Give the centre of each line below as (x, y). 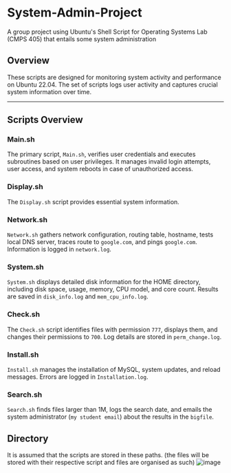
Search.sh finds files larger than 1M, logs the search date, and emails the (110, 410)
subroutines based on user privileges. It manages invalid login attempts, (109, 162)
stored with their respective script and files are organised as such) (101, 463)
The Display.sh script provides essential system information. (93, 201)
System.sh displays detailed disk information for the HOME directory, (104, 282)
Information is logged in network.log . (59, 250)
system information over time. (49, 91)
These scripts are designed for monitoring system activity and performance (114, 77)
